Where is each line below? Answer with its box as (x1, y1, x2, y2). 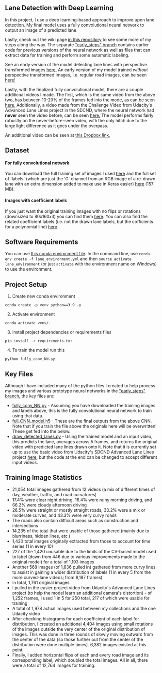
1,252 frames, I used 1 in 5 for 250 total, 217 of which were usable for (12, 595, 150, 601)
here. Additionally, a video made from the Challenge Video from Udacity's (5, 102, 152, 108)
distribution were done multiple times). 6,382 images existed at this (12, 641, 146, 647)
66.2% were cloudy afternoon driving (12, 502, 87, 508)
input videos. (12, 460, 38, 466)
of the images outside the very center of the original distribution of (12, 626, 146, 632)
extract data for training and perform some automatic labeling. (5, 52, 130, 58)
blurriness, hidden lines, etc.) (12, 533, 71, 539)
